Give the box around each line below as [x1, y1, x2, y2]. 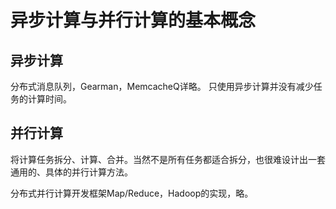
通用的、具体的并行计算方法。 [10, 166, 133, 178]
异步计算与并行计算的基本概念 [10, 9, 257, 32]
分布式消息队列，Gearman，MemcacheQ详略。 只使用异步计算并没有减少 [10, 81, 314, 92]
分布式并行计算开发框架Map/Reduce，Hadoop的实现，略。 [10, 187, 254, 199]
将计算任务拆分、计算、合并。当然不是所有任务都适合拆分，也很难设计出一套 [10, 153, 326, 165]
